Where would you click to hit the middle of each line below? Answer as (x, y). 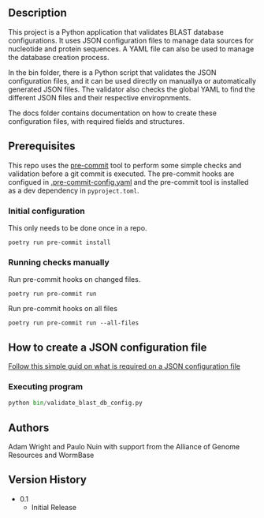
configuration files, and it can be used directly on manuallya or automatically (132, 81)
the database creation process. (59, 57)
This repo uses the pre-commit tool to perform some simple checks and (125, 165)
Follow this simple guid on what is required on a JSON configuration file (124, 366)
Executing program (46, 386)
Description (37, 13)
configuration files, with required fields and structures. (97, 121)
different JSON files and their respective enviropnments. (100, 97)
